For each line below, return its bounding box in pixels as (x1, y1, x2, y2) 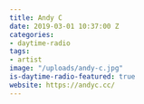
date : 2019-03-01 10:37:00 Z (9, 22, 120, 31)
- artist (9, 55, 43, 64)
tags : (9, 47, 30, 56)
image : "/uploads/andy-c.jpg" (9, 64, 124, 73)
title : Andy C (9, 13, 63, 23)
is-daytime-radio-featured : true (9, 72, 136, 81)
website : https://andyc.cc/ (9, 80, 116, 90)
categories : (9, 30, 54, 39)
